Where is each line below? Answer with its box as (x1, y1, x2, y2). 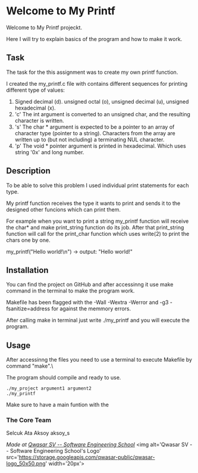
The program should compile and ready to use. (6, 374, 121, 381)
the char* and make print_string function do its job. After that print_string (6, 223, 184, 231)
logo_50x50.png (6, 460, 46, 467)
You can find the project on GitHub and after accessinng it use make (6, 281, 174, 288)
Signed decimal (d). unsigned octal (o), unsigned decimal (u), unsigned (14, 98, 189, 105)
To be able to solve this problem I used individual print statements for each (6, 182, 189, 189)
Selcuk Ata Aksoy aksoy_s (6, 430, 70, 437)
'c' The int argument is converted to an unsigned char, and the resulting (14, 110, 190, 117)
